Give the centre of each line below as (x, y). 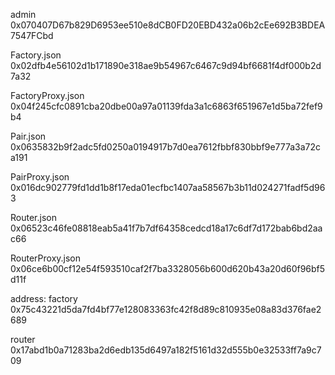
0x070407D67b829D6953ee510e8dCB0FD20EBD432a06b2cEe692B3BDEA (168, 25)
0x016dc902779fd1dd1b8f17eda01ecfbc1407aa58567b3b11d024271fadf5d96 (168, 187)
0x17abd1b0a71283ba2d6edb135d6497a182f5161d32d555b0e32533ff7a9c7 (166, 350)
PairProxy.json (40, 177)
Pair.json (28, 136)
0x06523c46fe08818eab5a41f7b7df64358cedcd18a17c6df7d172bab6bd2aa (166, 228)
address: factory (44, 298)
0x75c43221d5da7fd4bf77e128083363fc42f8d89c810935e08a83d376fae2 (166, 309)
